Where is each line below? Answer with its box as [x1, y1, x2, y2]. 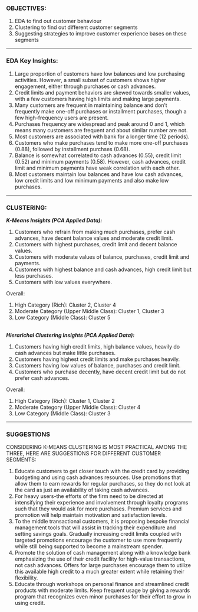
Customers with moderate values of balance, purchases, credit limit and [14, 253, 190, 261]
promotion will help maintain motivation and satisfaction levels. [14, 512, 167, 519]
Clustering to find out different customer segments [14, 24, 138, 31]
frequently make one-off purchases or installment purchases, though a [14, 108, 187, 115]
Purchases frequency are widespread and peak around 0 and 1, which [14, 120, 185, 128]
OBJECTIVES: [6, 4, 47, 12]
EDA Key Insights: [6, 57, 58, 65]
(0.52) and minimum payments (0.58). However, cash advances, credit [14, 158, 186, 165]
